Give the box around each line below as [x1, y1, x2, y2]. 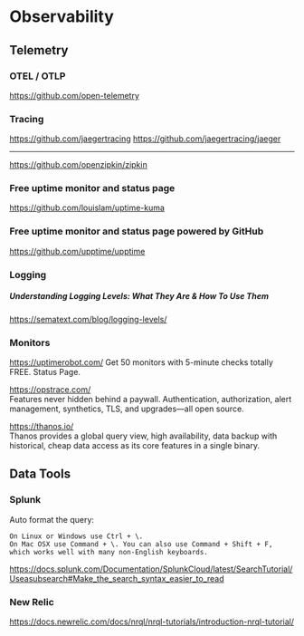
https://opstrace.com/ [9, 383, 91, 395]
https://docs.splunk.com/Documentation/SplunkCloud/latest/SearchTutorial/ [9, 564, 293, 574]
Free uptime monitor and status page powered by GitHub [9, 225, 264, 237]
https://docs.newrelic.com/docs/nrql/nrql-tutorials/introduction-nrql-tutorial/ [9, 616, 294, 627]
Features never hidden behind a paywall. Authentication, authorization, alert [9, 393, 292, 404]
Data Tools [9, 467, 71, 482]
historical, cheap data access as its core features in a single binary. [9, 439, 261, 450]
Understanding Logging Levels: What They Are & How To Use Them [9, 291, 270, 302]
